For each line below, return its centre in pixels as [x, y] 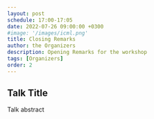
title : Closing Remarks [42, 39]
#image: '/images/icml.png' [48, 33]
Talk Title [28, 93]
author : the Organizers [42, 46]
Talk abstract [26, 110]
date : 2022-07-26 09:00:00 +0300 [55, 26]
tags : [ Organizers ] [35, 59]
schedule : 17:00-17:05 [40, 20]
